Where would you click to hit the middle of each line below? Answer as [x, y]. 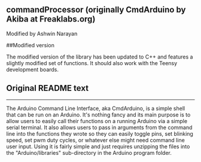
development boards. [32, 69]
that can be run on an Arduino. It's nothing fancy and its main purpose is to [98, 114]
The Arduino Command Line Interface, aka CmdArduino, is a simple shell [96, 108]
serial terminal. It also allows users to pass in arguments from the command [99, 127]
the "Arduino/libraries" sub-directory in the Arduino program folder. [89, 152]
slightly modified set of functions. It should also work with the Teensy [92, 63]
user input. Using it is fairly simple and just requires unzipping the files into [98, 146]
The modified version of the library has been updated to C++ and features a [100, 57]
